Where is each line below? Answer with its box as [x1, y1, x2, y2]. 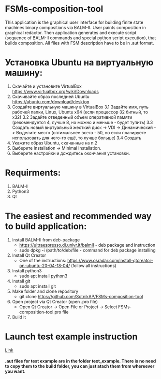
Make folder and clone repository [12, 288, 79, 294]
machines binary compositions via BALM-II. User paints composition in [5, 24, 146, 30]
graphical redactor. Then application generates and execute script [5, 30, 137, 35]
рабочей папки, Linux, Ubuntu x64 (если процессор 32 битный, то [12, 109, 148, 115]
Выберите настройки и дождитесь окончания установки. [12, 150, 130, 156]
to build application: [5, 221, 87, 232]
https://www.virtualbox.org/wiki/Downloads [12, 88, 99, 94]
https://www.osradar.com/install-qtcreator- [67, 257, 153, 263]
